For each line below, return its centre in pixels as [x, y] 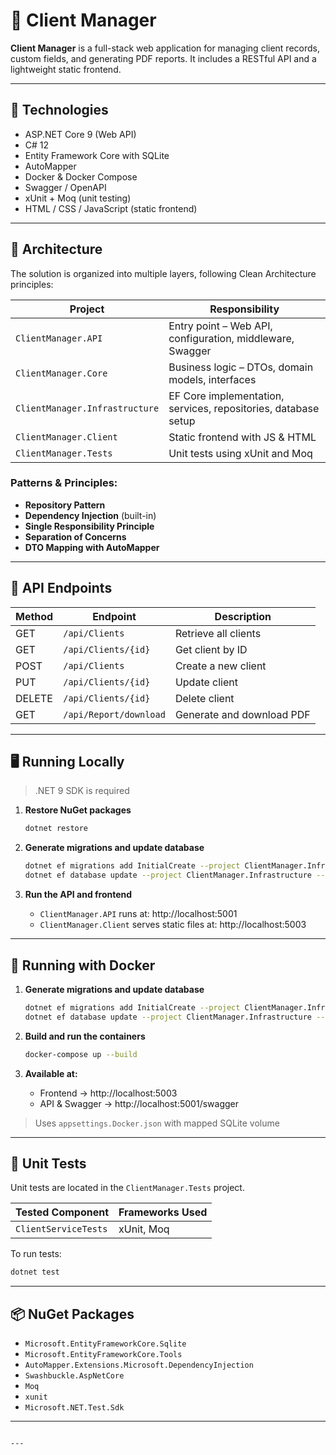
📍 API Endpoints [61, 588]
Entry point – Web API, [220, 326]
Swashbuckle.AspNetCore [74, 1376]
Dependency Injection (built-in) [90, 515]
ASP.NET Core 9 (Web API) [80, 134]
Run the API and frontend [78, 895]
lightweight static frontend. [66, 69]
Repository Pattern [65, 505]
